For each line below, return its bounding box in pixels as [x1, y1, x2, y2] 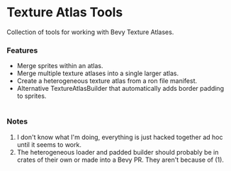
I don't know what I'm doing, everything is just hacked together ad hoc [16, 133, 223, 141]
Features [6, 45, 38, 55]
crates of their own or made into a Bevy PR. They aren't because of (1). [16, 155, 225, 164]
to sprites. [16, 92, 47, 100]
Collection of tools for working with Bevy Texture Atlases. [6, 28, 174, 36]
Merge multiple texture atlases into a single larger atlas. [16, 69, 179, 78]
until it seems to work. [16, 140, 82, 149]
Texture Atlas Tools [6, 4, 123, 21]
